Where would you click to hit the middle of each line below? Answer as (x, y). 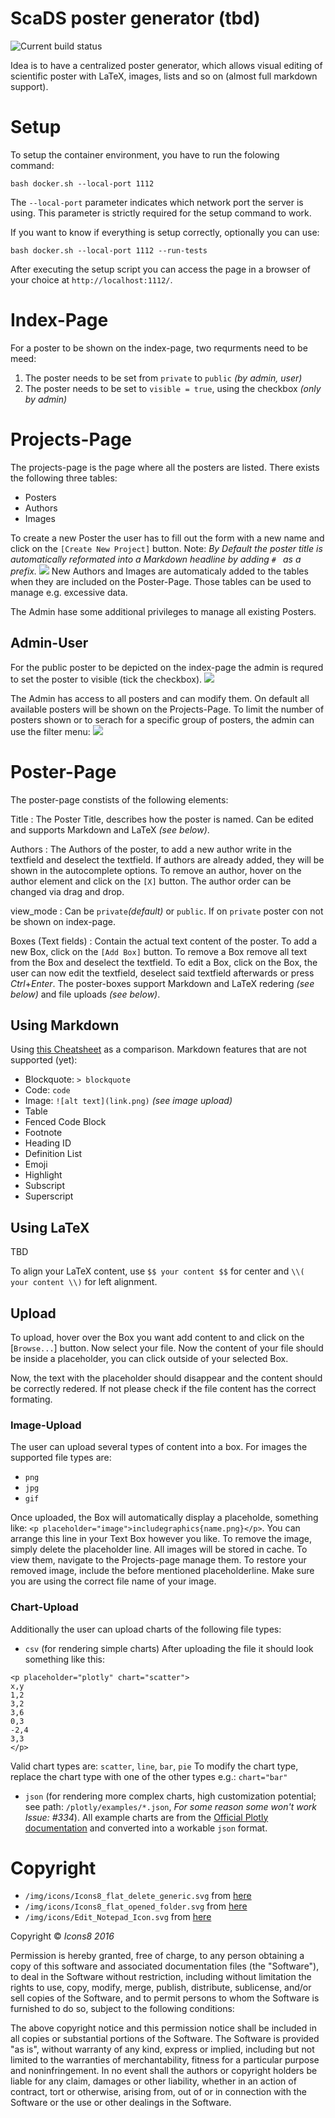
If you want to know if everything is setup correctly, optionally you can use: (165, 232)
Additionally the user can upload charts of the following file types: (146, 1629)
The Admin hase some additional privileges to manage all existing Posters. (163, 611)
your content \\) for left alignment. (84, 1282)
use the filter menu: (50, 731)
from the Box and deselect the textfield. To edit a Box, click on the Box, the (164, 962)
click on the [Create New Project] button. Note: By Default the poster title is (166, 548)
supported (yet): (44, 1060)
